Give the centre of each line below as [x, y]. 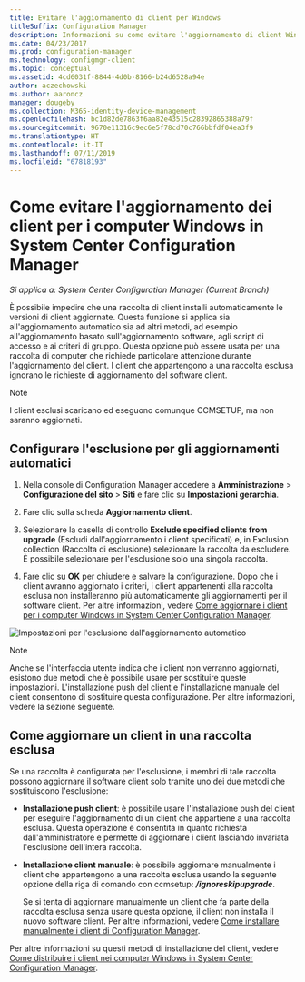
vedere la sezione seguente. [62, 707]
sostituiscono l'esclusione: [59, 791]
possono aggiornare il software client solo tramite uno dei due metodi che [148, 781]
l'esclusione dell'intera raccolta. [82, 847]
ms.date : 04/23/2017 [49, 43]
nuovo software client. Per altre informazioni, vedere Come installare [151, 921]
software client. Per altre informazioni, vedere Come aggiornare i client [155, 605]
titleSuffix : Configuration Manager [79, 26]
